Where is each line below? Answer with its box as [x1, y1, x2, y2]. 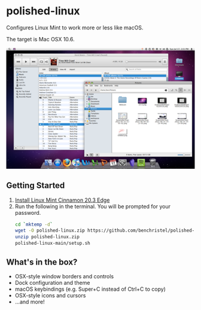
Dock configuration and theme [14, 279, 90, 286]
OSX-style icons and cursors [14, 291, 86, 299]
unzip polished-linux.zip [14, 234, 80, 240]
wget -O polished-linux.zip [14, 227, 85, 234]
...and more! [14, 298, 45, 305]
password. [14, 209, 41, 216]
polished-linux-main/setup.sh [14, 241, 91, 247]
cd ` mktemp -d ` [14, 221, 53, 227]
